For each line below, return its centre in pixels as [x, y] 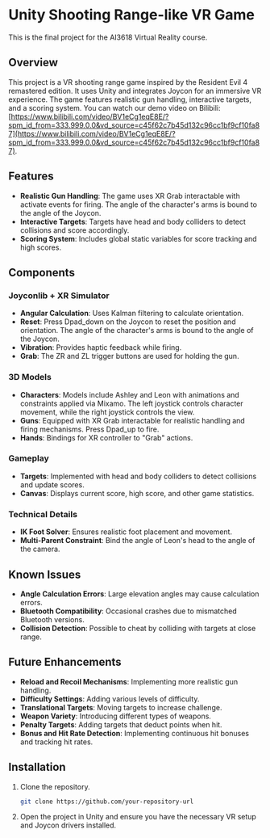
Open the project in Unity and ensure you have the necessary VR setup [138, 817]
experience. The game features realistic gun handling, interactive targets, [130, 99]
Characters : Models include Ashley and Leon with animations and [129, 394]
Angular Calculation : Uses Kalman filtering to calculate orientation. [132, 314]
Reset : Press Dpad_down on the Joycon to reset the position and [128, 322]
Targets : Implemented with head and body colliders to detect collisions [138, 476]
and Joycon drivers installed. [68, 825]
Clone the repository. [55, 786]
